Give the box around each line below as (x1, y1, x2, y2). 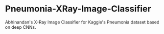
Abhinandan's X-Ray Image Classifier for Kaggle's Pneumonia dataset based (5, 19, 160, 25)
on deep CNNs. (5, 24, 36, 30)
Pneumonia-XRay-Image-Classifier (5, 3, 151, 14)
